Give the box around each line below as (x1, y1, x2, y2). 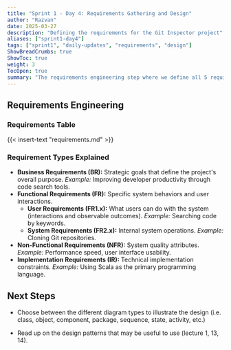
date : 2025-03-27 (7, 23, 57, 30)
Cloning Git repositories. (27, 234, 96, 242)
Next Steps (7, 290, 56, 302)
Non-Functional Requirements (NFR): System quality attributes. (16, 241, 199, 249)
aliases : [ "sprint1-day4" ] (7, 36, 85, 43)
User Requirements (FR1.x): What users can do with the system (27, 205, 209, 213)
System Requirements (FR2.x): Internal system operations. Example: (27, 226, 224, 235)
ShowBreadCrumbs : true (7, 49, 72, 56)
